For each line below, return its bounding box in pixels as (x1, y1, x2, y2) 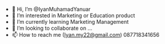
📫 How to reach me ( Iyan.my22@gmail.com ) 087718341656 (11, 32, 160, 38)
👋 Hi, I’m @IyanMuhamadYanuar (11, 6, 91, 12)
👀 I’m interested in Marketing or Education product (11, 12, 135, 19)
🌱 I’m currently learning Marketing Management (11, 18, 129, 25)
